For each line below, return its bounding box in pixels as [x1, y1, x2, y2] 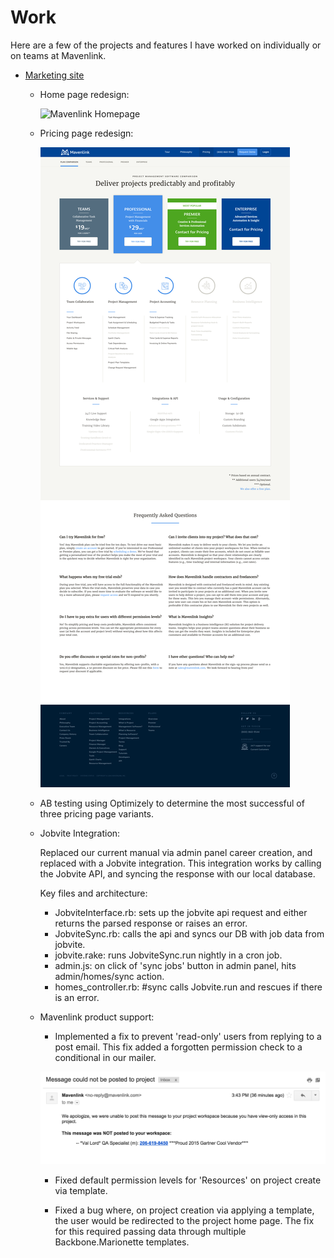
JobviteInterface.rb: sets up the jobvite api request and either [54, 906, 308, 918]
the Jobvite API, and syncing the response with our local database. [39, 867, 316, 880]
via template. [54, 1184, 108, 1196]
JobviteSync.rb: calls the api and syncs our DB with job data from [54, 927, 325, 940]
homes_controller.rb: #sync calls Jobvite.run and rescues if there [54, 981, 323, 993]
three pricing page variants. [39, 807, 155, 820]
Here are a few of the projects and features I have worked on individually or [10, 39, 322, 51]
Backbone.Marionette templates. [54, 1236, 190, 1248]
